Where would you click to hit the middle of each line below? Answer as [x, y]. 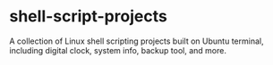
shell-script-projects [88, 16]
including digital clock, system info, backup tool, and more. [118, 50]
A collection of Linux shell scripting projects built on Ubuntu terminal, [136, 41]
